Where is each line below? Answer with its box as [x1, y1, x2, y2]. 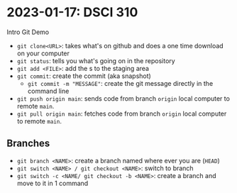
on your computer [16, 49, 70, 57]
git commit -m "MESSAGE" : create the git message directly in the [27, 79, 214, 87]
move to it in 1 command [16, 179, 89, 187]
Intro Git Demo [6, 28, 50, 36]
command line [27, 87, 70, 95]
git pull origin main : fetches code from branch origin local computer [16, 109, 227, 118]
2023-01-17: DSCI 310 [6, 4, 138, 21]
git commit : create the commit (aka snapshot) [16, 72, 152, 80]
